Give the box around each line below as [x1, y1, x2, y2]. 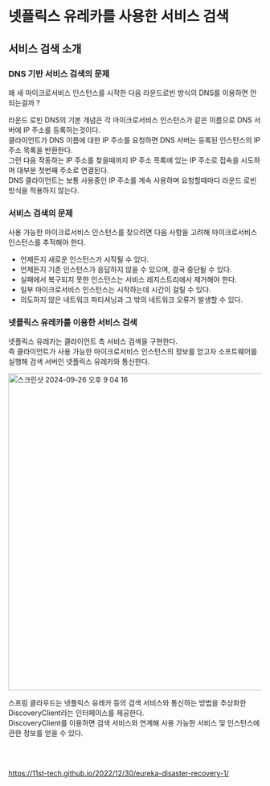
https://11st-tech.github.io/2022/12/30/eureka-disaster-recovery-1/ [8, 768, 229, 778]
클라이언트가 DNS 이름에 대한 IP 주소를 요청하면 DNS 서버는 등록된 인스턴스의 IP [8, 134, 261, 145]
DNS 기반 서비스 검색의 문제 [8, 68, 110, 79]
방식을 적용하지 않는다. [8, 185, 80, 195]
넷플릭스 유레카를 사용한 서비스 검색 [8, 7, 229, 26]
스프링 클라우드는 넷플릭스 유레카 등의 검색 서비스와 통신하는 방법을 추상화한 [8, 698, 247, 708]
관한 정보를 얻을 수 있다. [8, 728, 84, 738]
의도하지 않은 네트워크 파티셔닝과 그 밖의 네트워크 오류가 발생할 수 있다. [19, 295, 243, 304]
